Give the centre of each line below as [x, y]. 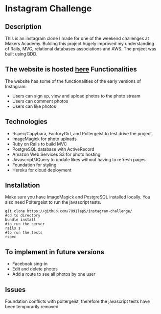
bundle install [21, 220]
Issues [15, 290]
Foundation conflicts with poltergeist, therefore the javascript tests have [78, 301]
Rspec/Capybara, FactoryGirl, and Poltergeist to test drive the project [82, 133]
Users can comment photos [40, 101]
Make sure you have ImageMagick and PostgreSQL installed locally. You [78, 197]
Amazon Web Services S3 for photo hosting [56, 154]
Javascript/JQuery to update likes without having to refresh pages [79, 159]
